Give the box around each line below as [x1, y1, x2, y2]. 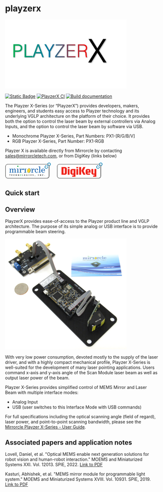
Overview [5, 205, 36, 214]
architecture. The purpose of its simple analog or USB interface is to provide [5, 223, 158, 230]
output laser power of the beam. [5, 375, 70, 381]
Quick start [5, 189, 40, 197]
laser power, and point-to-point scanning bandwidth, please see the [5, 419, 142, 425]
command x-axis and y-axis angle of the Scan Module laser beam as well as [5, 370, 158, 376]
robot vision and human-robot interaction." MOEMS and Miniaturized [5, 456, 143, 462]
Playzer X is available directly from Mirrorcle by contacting [5, 148, 123, 153]
